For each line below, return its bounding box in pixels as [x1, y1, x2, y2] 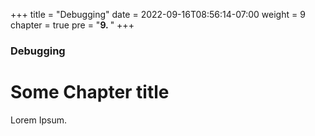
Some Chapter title [10, 81, 170, 104]
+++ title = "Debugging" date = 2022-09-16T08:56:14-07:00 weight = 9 [10, 9, 306, 20]
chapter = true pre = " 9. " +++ [10, 19, 135, 31]
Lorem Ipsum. [10, 114, 68, 126]
